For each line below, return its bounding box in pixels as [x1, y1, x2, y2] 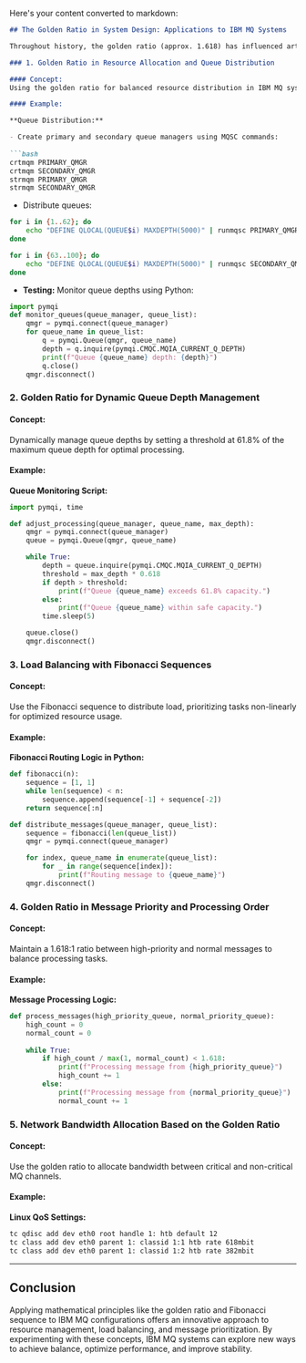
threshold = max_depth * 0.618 [42, 569, 161, 578]
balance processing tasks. [9, 953, 108, 964]
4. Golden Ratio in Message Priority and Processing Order [9, 900, 270, 913]
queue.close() [25, 628, 79, 637]
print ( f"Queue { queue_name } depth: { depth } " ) [42, 353, 219, 362]
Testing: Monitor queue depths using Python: [22, 284, 194, 295]
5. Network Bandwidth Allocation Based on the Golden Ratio [9, 1118, 280, 1131]
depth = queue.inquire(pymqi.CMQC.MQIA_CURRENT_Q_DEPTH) [42, 561, 262, 571]
